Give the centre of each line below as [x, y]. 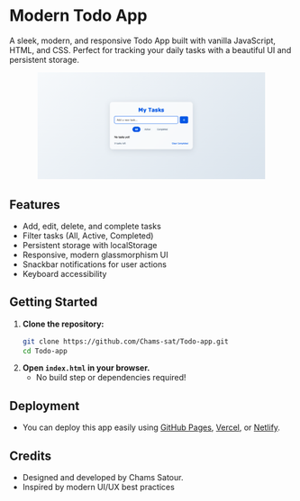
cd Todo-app [45, 351]
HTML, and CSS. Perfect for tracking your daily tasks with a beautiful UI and [150, 49]
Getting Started [54, 302]
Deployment [45, 406]
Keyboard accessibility [64, 273]
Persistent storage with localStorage [90, 245]
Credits [31, 456]
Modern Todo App [78, 16]
